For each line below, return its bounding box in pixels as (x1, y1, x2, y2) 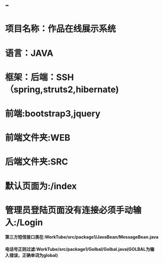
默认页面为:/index (5, 181, 77, 192)
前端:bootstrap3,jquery (5, 108, 101, 119)
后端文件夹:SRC (5, 156, 68, 167)
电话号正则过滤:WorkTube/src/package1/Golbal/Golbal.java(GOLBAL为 (5, 246, 150, 252)
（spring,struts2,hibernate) (5, 84, 119, 95)
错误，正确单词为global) (9, 252, 58, 258)
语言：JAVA (5, 47, 54, 59)
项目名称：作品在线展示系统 (5, 23, 116, 35)
